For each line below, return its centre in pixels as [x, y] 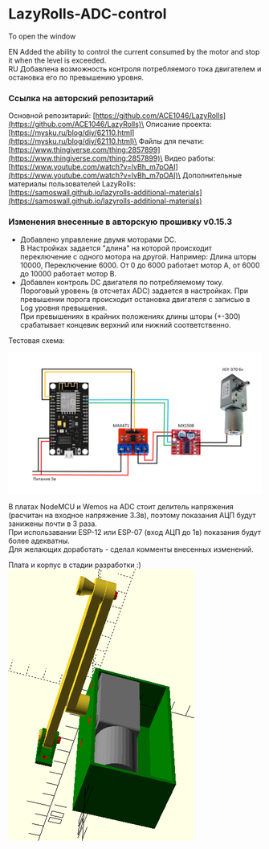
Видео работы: [190, 158]
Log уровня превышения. [63, 308]
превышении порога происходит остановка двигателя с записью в [135, 299]
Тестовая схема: [37, 340]
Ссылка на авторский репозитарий [81, 98]
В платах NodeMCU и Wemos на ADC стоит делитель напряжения [121, 507]
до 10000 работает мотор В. [68, 273]
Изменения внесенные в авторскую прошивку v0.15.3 [120, 222]
